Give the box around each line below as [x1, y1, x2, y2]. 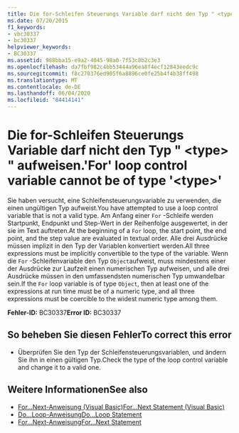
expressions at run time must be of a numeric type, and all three [7, 286, 195, 296]
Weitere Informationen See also [7, 384, 148, 396]
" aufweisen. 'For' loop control [7, 157, 188, 174]
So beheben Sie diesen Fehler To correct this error [7, 329, 232, 341]
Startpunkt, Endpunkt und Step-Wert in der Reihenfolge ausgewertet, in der [7, 219, 228, 227]
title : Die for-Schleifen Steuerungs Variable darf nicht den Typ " [7, 10, 215, 18]
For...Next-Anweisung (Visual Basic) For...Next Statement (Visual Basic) [17, 402, 225, 411]
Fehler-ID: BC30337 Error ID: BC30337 [7, 308, 122, 317]
